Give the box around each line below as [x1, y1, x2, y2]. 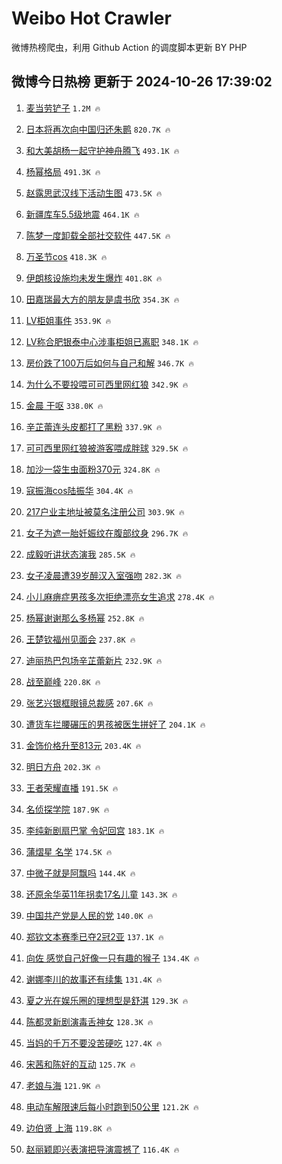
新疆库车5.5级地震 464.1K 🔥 [25, 208, 140, 220]
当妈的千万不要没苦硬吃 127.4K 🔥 [25, 1037, 163, 1049]
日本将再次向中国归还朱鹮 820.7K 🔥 [25, 123, 171, 135]
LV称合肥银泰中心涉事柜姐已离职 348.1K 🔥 [25, 335, 199, 347]
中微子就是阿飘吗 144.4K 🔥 [25, 867, 136, 879]
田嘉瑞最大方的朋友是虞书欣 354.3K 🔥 [25, 293, 180, 305]
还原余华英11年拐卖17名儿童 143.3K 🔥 [25, 888, 178, 900]
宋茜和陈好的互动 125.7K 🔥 [25, 1058, 136, 1070]
